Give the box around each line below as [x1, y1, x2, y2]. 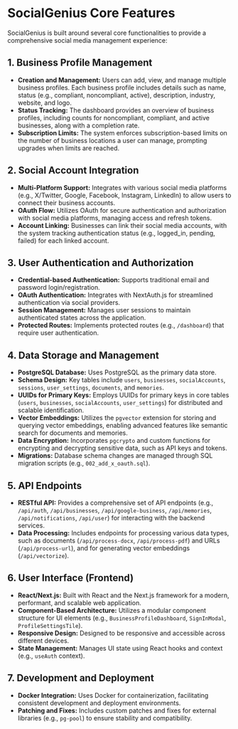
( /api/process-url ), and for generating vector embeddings [17, 544, 190, 552]
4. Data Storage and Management [7, 349, 160, 361]
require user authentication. [17, 329, 99, 337]
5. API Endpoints [7, 479, 82, 492]
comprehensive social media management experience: [7, 36, 168, 44]
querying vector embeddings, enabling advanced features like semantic [17, 421, 229, 430]
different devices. [17, 636, 70, 645]
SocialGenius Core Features [7, 5, 175, 21]
